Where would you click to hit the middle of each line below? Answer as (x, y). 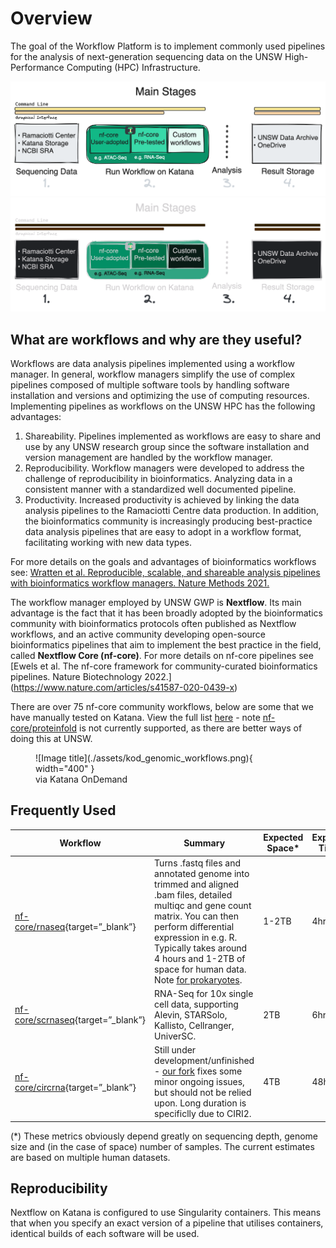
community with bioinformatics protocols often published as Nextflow (153, 623)
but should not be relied (203, 1092)
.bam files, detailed (193, 894)
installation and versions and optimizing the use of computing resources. (160, 395)
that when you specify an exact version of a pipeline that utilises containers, (167, 1223)
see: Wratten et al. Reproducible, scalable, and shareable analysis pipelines (165, 572)
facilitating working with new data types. (108, 542)
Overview (51, 18)
